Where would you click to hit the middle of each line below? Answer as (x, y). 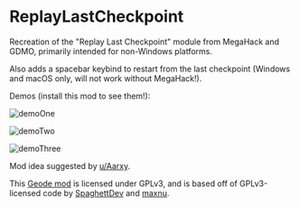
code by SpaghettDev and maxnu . (106, 193)
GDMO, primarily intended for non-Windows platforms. (111, 51)
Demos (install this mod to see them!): (80, 96)
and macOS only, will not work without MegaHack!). (106, 78)
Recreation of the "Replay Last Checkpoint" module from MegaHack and (145, 42)
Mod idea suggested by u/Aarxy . (70, 165)
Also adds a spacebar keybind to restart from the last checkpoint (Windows (150, 69)
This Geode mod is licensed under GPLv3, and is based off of (123, 183)
